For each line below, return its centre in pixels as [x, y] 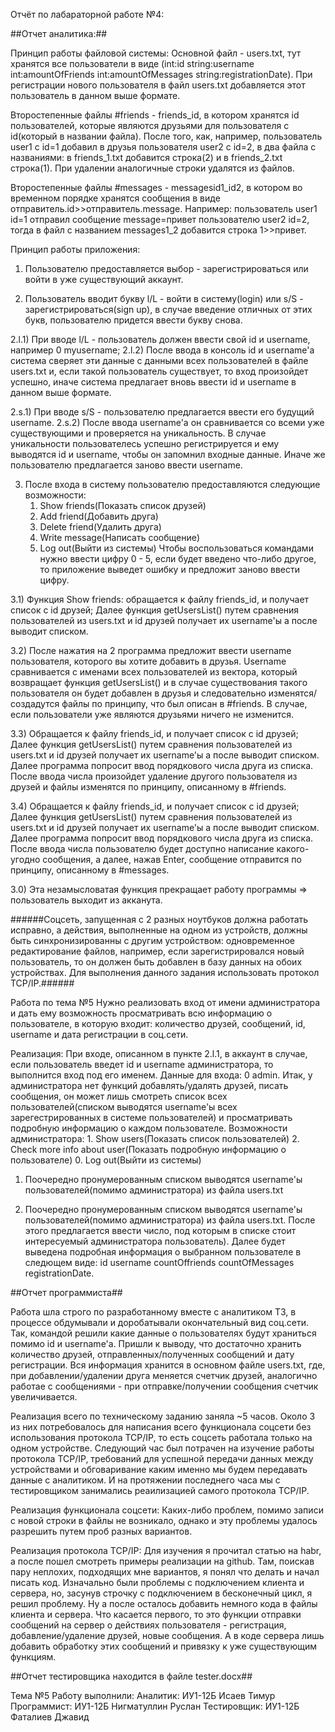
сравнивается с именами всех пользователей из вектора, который [154, 672]
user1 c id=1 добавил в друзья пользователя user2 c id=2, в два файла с [163, 147]
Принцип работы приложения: [75, 249]
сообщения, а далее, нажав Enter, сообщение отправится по [172, 859]
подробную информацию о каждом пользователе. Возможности [149, 1128]
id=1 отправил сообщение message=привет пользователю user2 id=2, [160, 219]
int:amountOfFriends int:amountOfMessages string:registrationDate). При [161, 74]
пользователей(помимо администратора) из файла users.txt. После [170, 1220]
